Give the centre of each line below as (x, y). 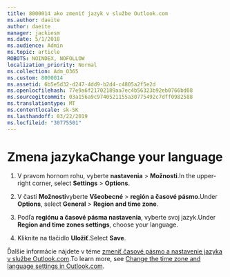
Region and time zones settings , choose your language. (97, 225)
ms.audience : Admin (35, 46)
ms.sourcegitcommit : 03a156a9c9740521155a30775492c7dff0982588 (100, 97)
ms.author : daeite (33, 20)
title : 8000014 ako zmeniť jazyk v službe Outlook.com (88, 13)
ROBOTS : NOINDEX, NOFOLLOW (46, 59)
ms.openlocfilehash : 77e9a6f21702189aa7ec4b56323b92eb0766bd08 (100, 90)
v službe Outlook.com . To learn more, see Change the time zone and (104, 259)
